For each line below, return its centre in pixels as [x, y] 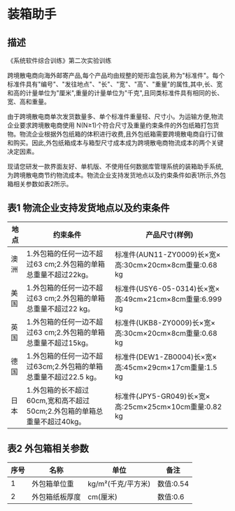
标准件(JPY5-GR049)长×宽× [163, 396]
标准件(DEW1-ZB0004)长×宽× [166, 356]
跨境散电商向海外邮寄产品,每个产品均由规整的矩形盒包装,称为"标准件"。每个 [116, 75]
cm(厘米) [102, 496]
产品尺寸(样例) [170, 234]
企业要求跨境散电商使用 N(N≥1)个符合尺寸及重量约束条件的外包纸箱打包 [110, 125]
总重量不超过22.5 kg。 [64, 377]
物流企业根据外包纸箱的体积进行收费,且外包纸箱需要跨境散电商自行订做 [121, 134]
